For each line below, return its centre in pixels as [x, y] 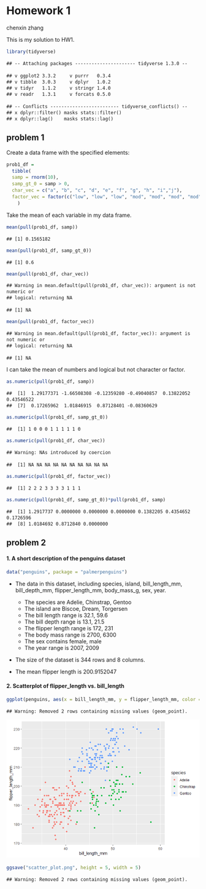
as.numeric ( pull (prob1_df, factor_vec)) [59, 476]
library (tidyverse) [31, 52]
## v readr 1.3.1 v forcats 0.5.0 [59, 94]
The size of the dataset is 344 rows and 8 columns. [80, 660]
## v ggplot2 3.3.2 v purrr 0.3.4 [59, 76]
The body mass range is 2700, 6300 [70, 635]
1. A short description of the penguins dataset [66, 558]
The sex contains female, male [63, 641]
